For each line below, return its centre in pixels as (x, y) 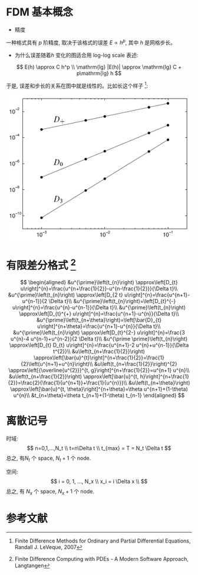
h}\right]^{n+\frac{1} (165, 376)
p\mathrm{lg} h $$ (99, 73)
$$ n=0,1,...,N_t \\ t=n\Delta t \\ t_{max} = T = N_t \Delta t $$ (99, 448)
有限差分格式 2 (41, 264)
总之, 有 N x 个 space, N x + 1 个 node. (50, 492)
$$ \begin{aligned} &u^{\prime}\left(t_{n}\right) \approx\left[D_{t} (99, 282)
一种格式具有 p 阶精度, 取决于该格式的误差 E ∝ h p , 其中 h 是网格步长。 (91, 42)
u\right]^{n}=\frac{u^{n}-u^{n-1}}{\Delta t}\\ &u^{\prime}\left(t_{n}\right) (99, 307)
